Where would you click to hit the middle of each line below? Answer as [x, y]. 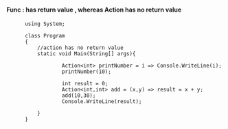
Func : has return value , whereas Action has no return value [94, 10]
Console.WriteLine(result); [102, 102]
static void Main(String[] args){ [86, 54]
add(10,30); [79, 96]
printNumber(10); [86, 72]
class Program [45, 36]
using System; [45, 24]
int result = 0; [85, 84]
